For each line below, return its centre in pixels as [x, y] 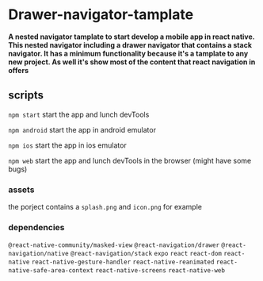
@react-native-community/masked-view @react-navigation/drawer [114, 245]
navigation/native [38, 254]
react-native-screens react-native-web [160, 271]
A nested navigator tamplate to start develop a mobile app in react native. [131, 37]
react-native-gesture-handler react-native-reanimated [123, 262]
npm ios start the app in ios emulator [67, 145]
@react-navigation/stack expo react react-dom [146, 254]
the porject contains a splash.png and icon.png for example [105, 207]
